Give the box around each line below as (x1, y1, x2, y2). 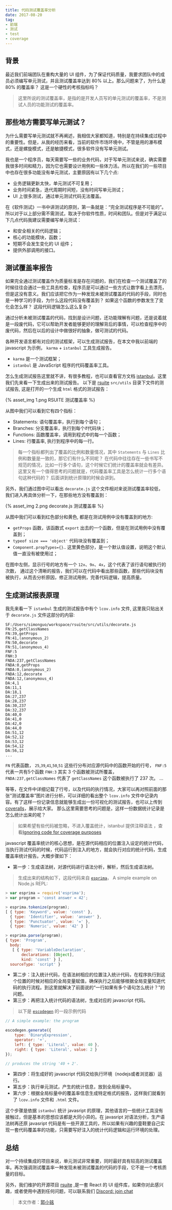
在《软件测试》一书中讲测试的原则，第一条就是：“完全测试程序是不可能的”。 (5, 204, 166, 210)
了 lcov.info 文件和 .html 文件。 (12, 1096, 82, 1103)
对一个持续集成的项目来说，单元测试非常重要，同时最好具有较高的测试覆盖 (5, 1158, 162, 1164)
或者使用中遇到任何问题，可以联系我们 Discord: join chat (14, 1188, 133, 1195)
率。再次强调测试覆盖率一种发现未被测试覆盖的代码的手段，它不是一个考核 (5, 1164, 162, 1170)
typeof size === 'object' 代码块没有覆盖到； (12, 538, 110, 544)
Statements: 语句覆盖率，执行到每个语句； (12, 419, 102, 425)
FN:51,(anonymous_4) (5, 645, 50, 650)
